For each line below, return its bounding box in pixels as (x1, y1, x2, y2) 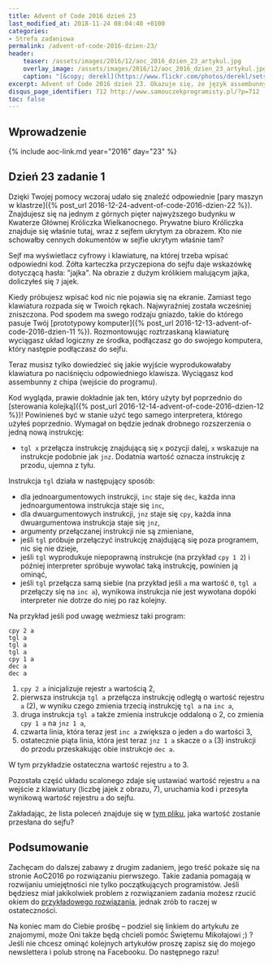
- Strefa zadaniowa (8, 34, 75, 43)
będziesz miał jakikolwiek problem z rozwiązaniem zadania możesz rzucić (8, 888, 257, 898)
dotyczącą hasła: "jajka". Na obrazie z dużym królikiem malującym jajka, (8, 267, 249, 277)
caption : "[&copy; (23, 72, 85, 80)
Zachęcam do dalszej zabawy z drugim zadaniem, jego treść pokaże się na (8, 862, 260, 872)
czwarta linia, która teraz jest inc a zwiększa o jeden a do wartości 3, (19, 726, 253, 736)
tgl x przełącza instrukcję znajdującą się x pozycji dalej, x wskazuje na (19, 443, 259, 452)
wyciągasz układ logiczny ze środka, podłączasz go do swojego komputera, (8, 335, 263, 345)
